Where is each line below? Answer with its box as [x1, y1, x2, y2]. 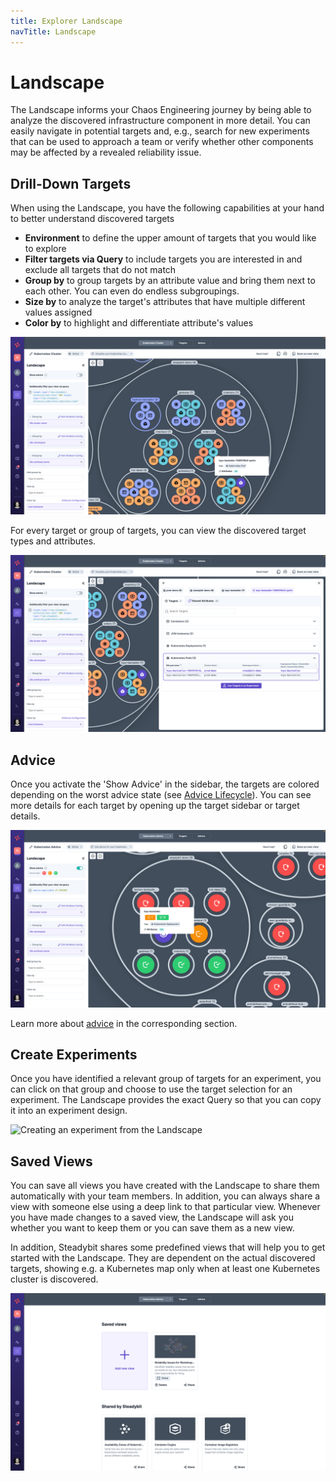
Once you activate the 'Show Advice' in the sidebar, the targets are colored [10, 778, 320, 790]
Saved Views [10, 1153, 93, 1170]
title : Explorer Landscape [10, 16, 123, 26]
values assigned [24, 306, 93, 319]
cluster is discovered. [10, 1273, 99, 1285]
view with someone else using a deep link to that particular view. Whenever [10, 1201, 321, 1213]
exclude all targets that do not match [24, 264, 177, 276]
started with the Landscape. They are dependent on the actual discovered [10, 1252, 316, 1264]
